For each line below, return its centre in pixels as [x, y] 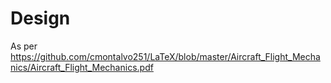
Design [40, 18]
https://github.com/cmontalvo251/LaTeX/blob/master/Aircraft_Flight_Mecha [165, 56]
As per [24, 46]
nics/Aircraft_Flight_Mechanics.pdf [82, 67]
